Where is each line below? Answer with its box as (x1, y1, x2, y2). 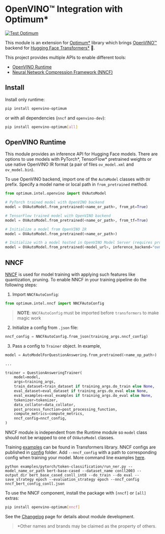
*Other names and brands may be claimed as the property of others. (17, 523, 157, 529)
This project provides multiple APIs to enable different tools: (5, 54, 126, 60)
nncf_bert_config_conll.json (5, 481, 65, 486)
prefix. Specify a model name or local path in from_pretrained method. (5, 181, 148, 187)
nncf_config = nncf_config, (14, 416, 67, 421)
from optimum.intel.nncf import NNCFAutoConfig (5, 301, 105, 306)
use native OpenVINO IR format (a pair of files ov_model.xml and (5, 161, 134, 168)
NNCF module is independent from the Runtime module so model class (5, 429, 147, 435)
